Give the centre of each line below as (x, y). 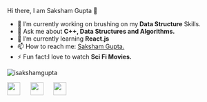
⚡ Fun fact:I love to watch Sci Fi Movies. (75, 57)
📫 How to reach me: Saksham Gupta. (71, 46)
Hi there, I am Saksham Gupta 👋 (52, 11)
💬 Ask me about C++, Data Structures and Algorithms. (96, 31)
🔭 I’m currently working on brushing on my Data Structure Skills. (109, 24)
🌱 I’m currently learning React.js (63, 39)
